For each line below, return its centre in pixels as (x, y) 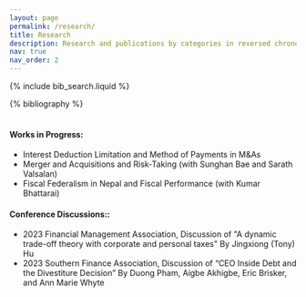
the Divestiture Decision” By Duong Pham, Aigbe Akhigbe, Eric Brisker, (155, 273)
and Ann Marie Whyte (63, 282)
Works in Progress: (46, 134)
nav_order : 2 (34, 60)
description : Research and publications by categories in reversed (140, 43)
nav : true (28, 52)
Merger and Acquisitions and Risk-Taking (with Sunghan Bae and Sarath (158, 164)
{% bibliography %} (46, 104)
